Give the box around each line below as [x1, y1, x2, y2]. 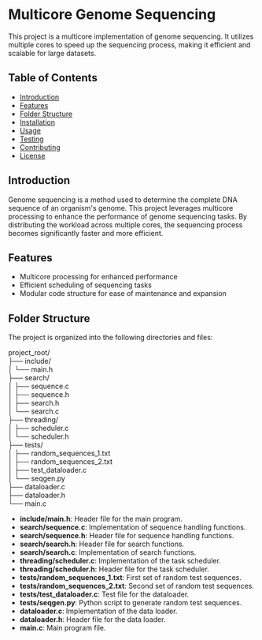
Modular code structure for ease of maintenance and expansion [19, 289, 227, 298]
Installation [19, 117, 56, 127]
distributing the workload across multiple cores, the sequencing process [8, 219, 243, 230]
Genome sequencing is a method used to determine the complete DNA [8, 195, 238, 204]
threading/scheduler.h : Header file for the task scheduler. [19, 564, 210, 574]
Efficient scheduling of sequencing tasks [19, 280, 152, 290]
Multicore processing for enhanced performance [19, 272, 179, 282]
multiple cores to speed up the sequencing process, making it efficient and [8, 39, 251, 49]
